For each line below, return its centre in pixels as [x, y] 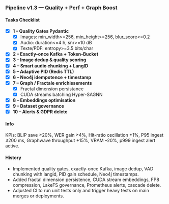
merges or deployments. [38, 196]
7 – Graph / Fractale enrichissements [52, 83]
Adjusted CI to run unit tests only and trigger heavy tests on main [81, 191]
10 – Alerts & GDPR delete [40, 112]
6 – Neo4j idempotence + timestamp [52, 77]
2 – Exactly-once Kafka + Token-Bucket [55, 54]
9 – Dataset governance [38, 106]
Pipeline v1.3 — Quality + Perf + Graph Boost [61, 8]
